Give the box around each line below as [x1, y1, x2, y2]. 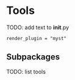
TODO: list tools [6, 68, 46, 75]
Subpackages [6, 52, 60, 62]
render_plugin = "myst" [6, 35, 67, 41]
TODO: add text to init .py [6, 24, 70, 31]
